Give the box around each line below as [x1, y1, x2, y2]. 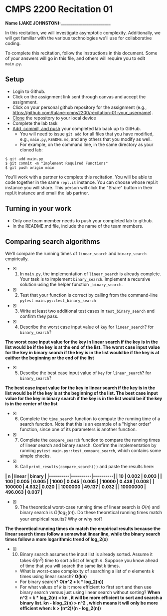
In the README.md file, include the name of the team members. [12, 223, 144, 229]
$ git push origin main [5, 165, 55, 170]
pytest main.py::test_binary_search [19, 298, 96, 303]
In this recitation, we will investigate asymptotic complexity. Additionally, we [5, 29, 161, 35]
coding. [5, 40, 21, 46]
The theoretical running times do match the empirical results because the [5, 526, 161, 532]
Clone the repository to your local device [12, 115, 96, 121]
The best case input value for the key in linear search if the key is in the [5, 385, 156, 391]
